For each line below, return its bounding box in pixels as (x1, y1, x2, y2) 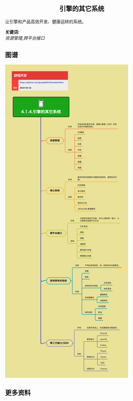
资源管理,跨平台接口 (5, 35, 45, 41)
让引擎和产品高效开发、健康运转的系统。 (5, 19, 86, 24)
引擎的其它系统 (59, 4, 105, 13)
